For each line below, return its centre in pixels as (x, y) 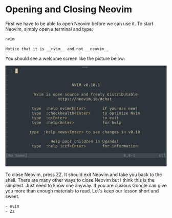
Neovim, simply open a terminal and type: (49, 29)
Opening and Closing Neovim (69, 9)
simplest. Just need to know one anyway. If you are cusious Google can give (86, 185)
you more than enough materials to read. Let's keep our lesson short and (82, 191)
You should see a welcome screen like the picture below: (65, 58)
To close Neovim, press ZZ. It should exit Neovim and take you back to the (84, 175)
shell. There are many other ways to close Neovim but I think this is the (80, 180)
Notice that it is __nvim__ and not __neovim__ (57, 49)
